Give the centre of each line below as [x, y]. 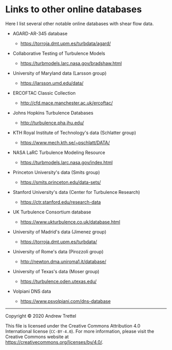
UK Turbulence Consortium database [52, 212]
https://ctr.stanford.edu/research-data [61, 202]
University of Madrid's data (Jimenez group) [59, 232]
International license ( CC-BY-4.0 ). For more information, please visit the [80, 331]
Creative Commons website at [37, 337]
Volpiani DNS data [32, 291]
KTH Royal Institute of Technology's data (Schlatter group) [74, 133]
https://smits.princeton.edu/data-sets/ [61, 182]
